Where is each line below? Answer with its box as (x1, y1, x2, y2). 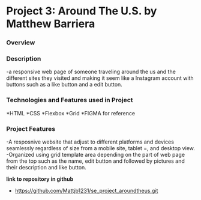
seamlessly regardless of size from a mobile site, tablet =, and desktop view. (6, 145, 195, 151)
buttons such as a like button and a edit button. (6, 81, 123, 88)
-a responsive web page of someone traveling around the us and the (6, 68, 176, 76)
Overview (6, 38, 35, 47)
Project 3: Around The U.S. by (6, 4, 157, 18)
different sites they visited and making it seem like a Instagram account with (6, 74, 194, 82)
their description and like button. (6, 164, 87, 171)
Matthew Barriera (6, 17, 95, 31)
